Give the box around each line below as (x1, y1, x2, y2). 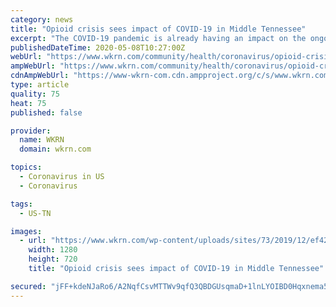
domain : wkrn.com (19, 144, 92, 155)
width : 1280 (28, 245, 78, 255)
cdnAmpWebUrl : (10, 71, 70, 81)
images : (10, 226, 43, 236)
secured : (10, 281, 47, 291)
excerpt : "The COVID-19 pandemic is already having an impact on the (10, 33, 307, 43)
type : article (10, 80, 70, 90)
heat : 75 (10, 98, 47, 108)
